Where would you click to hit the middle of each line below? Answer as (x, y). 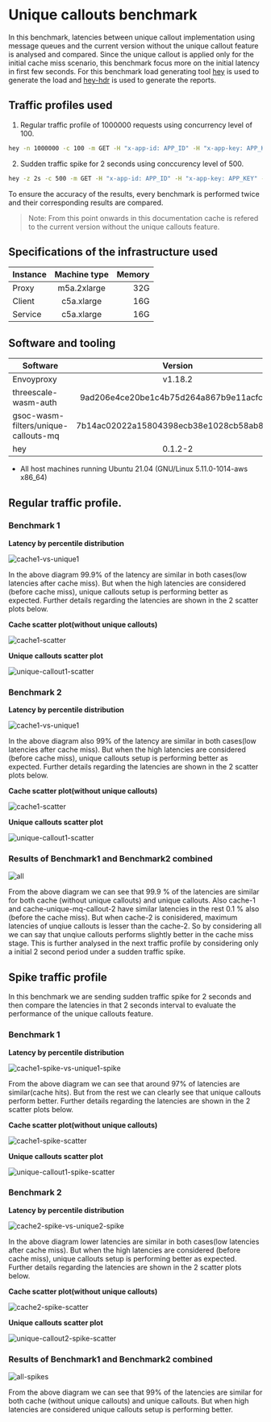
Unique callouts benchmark (103, 15)
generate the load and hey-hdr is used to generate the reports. (112, 80)
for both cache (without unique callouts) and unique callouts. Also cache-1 (132, 900)
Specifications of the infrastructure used (113, 252)
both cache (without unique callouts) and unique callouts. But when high (129, 1401)
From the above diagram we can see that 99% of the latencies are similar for (135, 1392)
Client (23, 302)
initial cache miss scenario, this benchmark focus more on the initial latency (134, 63)
